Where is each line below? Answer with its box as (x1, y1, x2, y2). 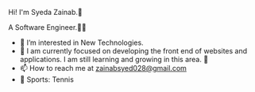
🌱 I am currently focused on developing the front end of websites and (19, 46, 248, 55)
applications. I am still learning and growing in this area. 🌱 (19, 55, 209, 64)
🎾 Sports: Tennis (19, 75, 74, 84)
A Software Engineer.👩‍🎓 (8, 23, 87, 31)
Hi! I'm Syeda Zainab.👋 (8, 8, 83, 17)
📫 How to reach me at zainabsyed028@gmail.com (19, 64, 187, 72)
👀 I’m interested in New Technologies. (19, 38, 145, 47)
